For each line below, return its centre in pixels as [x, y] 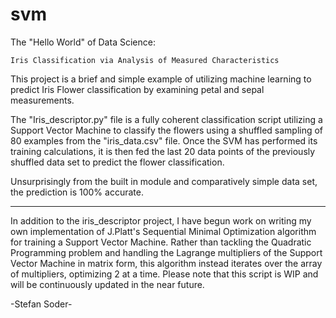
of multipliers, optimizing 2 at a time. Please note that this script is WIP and [164, 274]
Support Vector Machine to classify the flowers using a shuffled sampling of [167, 130]
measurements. [42, 100]
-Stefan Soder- [41, 304]
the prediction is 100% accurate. [77, 192]
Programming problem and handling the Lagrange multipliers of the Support [166, 252]
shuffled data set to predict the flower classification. [117, 162]
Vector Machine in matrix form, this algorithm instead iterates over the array [166, 263]
